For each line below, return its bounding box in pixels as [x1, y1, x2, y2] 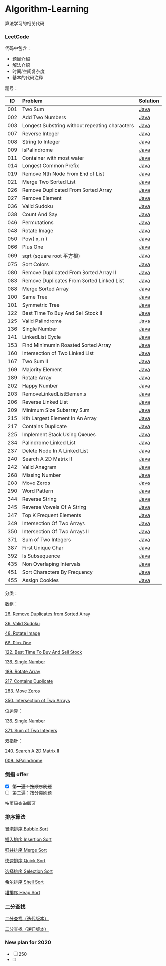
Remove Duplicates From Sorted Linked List [22, 277, 124, 284]
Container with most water [22, 155, 84, 161]
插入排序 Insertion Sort [5, 836, 52, 842]
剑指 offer [5, 771, 29, 778]
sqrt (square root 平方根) [22, 253, 81, 260]
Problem [22, 97, 43, 104]
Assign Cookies [22, 577, 59, 584]
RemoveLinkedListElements [22, 390, 87, 397]
